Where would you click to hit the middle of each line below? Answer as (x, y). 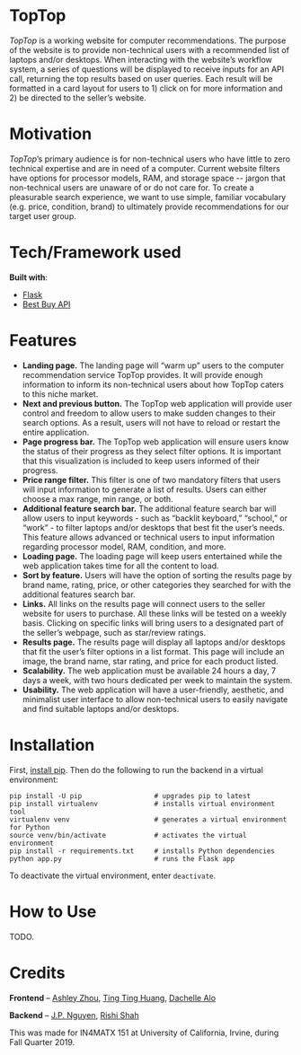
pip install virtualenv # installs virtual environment (142, 804)
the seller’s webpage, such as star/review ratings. (114, 632)
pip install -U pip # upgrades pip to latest (130, 796)
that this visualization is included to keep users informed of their (141, 461)
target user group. (43, 215)
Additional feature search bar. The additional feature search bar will (149, 508)
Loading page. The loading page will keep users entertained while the (152, 556)
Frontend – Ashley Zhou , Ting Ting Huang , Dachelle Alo (113, 998)
